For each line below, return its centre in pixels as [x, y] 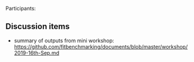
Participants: [21, 8]
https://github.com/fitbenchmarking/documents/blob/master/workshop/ [101, 46]
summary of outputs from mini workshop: [64, 41]
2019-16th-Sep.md [37, 53]
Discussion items [38, 26]
